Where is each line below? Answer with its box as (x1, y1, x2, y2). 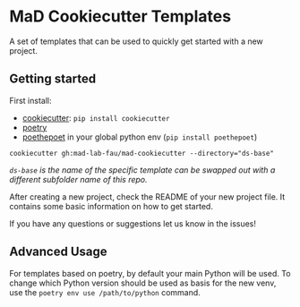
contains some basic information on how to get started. (9, 200, 213, 211)
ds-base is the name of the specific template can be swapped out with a (9, 164, 276, 175)
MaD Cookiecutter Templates (9, 6, 231, 27)
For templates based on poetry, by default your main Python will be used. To (9, 268, 291, 278)
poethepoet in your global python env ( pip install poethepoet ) (21, 132, 258, 142)
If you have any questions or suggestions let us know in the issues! (9, 217, 257, 229)
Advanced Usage (9, 244, 107, 260)
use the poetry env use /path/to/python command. (9, 286, 201, 297)
